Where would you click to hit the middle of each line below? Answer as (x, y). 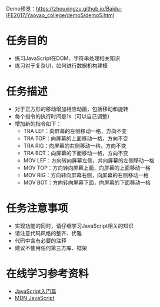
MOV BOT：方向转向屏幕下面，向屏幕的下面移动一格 (87, 182)
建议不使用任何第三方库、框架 (51, 248)
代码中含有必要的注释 (40, 241)
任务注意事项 (37, 208)
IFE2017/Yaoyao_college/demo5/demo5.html (60, 15)
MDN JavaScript (34, 298)
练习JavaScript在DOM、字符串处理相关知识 (67, 58)
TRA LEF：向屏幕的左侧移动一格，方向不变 (75, 131)
